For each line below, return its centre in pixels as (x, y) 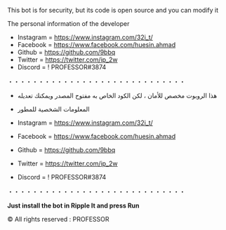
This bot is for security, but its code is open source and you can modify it (113, 10)
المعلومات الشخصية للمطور (53, 109)
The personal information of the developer (68, 23)
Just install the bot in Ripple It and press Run (73, 205)
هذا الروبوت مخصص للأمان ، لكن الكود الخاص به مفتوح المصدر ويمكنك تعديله (117, 95)
